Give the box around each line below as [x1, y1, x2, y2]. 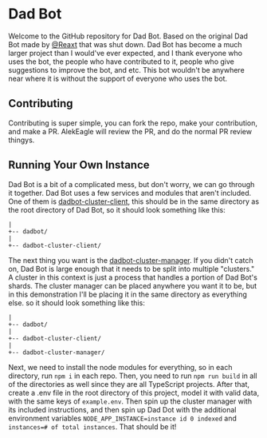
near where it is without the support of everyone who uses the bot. [8, 74, 228, 83]
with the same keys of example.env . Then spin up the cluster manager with [8, 396, 253, 406]
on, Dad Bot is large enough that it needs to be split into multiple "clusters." [8, 264, 255, 273]
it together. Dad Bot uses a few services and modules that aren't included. [8, 188, 252, 197]
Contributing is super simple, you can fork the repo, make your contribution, [8, 117, 257, 128]
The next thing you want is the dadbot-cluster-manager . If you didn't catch [8, 255, 253, 265]
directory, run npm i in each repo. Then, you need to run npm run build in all [8, 371, 257, 380]
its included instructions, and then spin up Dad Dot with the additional [8, 404, 237, 414]
